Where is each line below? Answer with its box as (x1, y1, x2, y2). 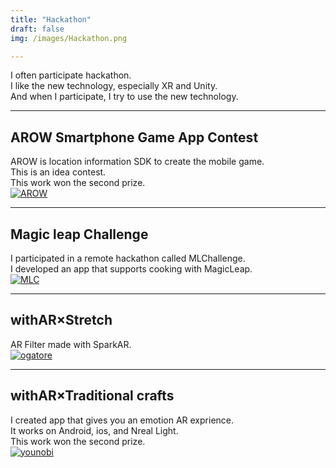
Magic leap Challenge (10, 226, 149, 243)
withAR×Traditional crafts (10, 387, 175, 405)
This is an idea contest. (10, 166, 107, 178)
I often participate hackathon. (10, 69, 132, 81)
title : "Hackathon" (10, 14, 92, 25)
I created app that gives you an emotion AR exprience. (10, 414, 235, 426)
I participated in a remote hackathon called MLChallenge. (10, 252, 246, 264)
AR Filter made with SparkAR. (10, 338, 132, 350)
